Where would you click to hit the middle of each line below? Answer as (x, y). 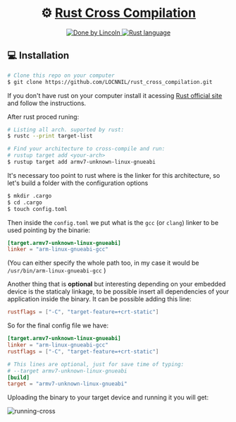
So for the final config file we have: (58, 325)
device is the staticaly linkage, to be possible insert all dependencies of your (118, 291)
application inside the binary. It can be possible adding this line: (99, 299)
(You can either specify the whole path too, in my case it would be (103, 263)
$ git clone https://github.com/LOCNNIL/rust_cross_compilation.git (110, 82)
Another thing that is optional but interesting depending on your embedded (117, 284)
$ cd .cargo (25, 203)
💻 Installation (38, 55)
